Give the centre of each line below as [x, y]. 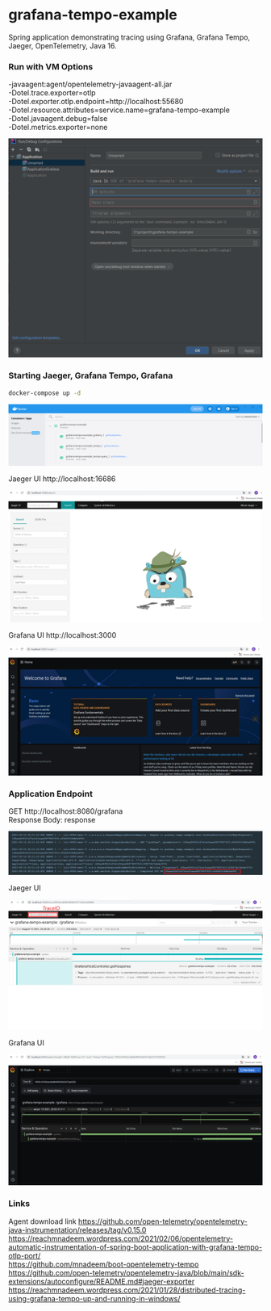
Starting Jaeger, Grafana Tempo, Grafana [91, 375]
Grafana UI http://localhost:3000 [63, 635]
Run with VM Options [51, 66]
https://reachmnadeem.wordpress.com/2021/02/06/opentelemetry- [121, 1238]
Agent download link [42, 1221]
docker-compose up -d [45, 393]
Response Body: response [52, 820]
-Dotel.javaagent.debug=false [58, 119]
